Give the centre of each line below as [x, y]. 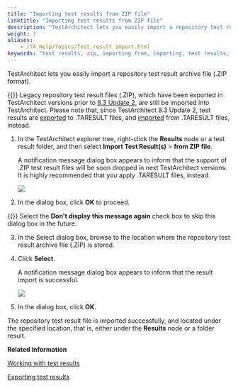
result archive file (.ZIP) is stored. [66, 245]
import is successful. [48, 279]
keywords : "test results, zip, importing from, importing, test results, [119, 54]
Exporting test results [39, 377]
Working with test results [44, 363]
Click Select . [36, 258]
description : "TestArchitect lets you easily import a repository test [115, 27]
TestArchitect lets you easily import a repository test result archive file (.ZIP [117, 73]
